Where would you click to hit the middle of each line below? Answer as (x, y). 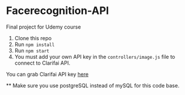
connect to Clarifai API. (42, 63)
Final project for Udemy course (44, 27)
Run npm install (35, 44)
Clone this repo (33, 38)
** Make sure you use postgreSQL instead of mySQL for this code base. (93, 85)
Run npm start (32, 50)
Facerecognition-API (58, 11)
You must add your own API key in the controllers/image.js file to (95, 57)
